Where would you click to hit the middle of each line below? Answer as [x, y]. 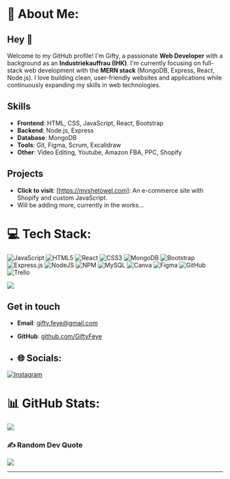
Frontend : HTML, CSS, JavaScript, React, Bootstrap [90, 123]
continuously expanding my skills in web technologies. [84, 85]
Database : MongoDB [47, 137]
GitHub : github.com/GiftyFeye [60, 336]
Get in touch [34, 306]
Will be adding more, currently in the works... [80, 205]
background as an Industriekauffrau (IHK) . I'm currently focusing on [104, 63]
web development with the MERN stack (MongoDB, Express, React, [119, 70]
